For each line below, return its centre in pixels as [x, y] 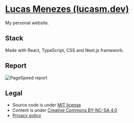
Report [16, 66]
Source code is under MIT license [47, 105]
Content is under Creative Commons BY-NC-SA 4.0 [65, 110]
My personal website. [27, 23]
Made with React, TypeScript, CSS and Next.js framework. [65, 50]
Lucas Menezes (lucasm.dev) [67, 9]
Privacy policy [27, 116]
